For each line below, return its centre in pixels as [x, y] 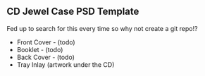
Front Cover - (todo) [46, 42]
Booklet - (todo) [40, 49]
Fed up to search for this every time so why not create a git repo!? [102, 28]
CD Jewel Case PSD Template [73, 12]
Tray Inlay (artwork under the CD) [66, 64]
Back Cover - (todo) [45, 57]
